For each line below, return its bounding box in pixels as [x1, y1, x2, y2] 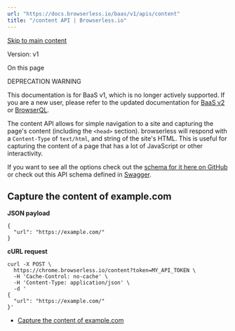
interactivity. [7, 149, 43, 157]
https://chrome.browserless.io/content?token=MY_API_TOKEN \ [13, 267, 196, 274]
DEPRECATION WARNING [7, 77, 82, 85]
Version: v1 [7, 50, 39, 58]
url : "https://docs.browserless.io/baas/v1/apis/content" [7, 10, 180, 18]
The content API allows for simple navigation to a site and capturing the [7, 119, 214, 127]
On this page [7, 63, 44, 72]
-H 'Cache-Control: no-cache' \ [13, 273, 109, 280]
